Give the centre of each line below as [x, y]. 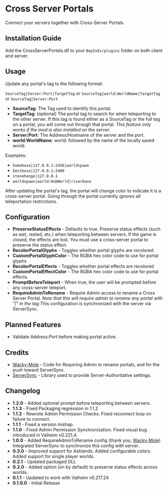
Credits [17, 352]
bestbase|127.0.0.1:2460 [38, 171]
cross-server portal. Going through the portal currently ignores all [73, 196]
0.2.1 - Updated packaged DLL [44, 461]
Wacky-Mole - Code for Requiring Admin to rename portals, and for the [86, 364]
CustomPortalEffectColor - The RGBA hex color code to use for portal [86, 272]
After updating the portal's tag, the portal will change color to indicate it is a [83, 190]
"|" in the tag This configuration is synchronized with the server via [82, 304]
